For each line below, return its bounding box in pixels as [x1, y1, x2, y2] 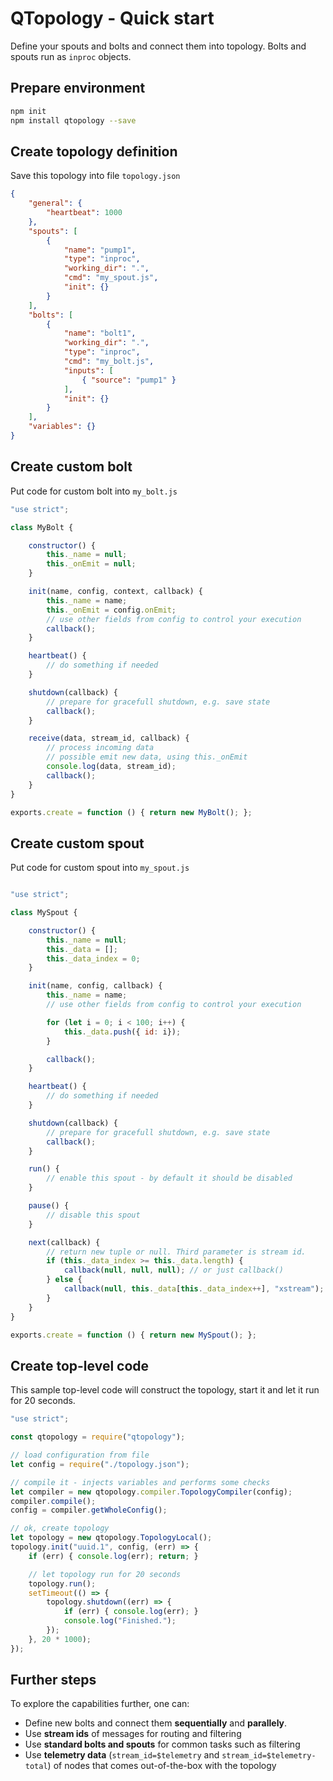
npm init [10, 106, 47, 116]
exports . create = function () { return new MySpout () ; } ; [10, 1330, 257, 1340]
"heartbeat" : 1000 [46, 208, 123, 218]
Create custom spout [10, 835, 145, 852]
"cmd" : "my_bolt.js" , [63, 357, 155, 367]
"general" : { [28, 198, 83, 209]
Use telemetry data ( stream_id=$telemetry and [24, 1749, 220, 1761]
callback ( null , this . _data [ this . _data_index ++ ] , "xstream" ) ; [63, 1284, 325, 1294]
